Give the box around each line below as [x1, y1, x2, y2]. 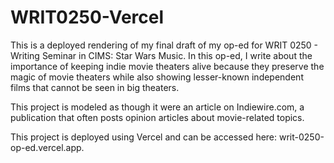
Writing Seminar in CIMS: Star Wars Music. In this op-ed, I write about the [10, 49, 313, 61]
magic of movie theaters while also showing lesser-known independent [10, 71, 304, 83]
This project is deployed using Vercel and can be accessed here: [10, 131, 278, 143]
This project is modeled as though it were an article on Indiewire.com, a [10, 101, 305, 113]
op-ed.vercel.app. [10, 141, 85, 153]
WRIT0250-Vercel [10, 6, 165, 29]
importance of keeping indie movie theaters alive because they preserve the [10, 60, 325, 72]
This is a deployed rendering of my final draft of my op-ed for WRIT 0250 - [10, 39, 319, 51]
